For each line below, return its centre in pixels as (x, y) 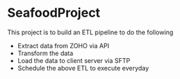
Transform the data (45, 53)
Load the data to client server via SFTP (74, 60)
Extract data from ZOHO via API (63, 45)
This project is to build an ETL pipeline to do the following (90, 32)
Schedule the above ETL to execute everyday (83, 68)
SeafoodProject (54, 13)
